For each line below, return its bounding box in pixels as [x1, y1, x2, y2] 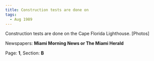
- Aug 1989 [10, 17, 33, 22]
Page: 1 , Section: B [5, 50, 44, 56]
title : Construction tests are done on [5, 7, 89, 13]
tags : [5, 12, 17, 17]
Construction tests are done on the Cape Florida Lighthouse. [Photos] [5, 31, 149, 37]
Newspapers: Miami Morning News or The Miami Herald [5, 40, 124, 46]
